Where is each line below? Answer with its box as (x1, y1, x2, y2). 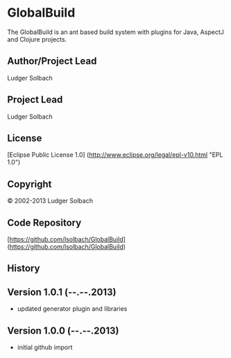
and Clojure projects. (7, 35, 67, 43)
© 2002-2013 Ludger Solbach (7, 196, 94, 205)
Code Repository (7, 216, 82, 228)
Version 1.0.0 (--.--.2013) (7, 325, 119, 336)
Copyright (7, 178, 52, 190)
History (7, 262, 40, 275)
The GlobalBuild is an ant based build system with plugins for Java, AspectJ (7, 28, 224, 36)
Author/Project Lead (7, 56, 97, 67)
